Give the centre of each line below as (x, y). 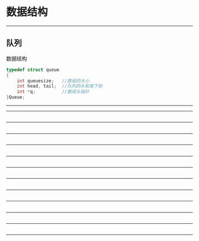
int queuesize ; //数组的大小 (53, 81)
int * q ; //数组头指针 (53, 92)
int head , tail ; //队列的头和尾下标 (60, 86)
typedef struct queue (33, 70)
